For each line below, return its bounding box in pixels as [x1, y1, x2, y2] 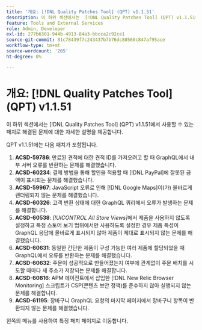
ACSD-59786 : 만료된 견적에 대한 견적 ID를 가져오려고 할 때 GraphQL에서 [14, 154, 188, 161]
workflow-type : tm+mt [6, 43, 61, 49]
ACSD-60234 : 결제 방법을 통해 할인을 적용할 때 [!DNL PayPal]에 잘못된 [14, 169, 185, 176]
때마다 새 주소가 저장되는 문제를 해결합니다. [26, 266, 127, 274]
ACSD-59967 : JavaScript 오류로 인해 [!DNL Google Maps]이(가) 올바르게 [14, 184, 192, 191]
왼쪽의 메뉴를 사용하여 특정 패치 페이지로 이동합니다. [6, 317, 128, 324]
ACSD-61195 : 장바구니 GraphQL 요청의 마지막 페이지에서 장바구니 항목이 [14, 296, 188, 304]
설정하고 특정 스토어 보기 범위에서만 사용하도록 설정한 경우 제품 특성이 [14, 221, 179, 229]
